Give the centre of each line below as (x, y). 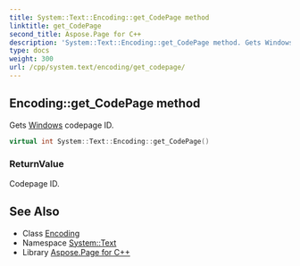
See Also (34, 212)
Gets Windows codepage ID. (62, 125)
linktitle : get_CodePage (55, 26)
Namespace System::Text (69, 243)
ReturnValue (37, 164)
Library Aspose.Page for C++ (76, 252)
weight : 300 (31, 59)
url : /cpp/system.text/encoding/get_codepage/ (97, 68)
